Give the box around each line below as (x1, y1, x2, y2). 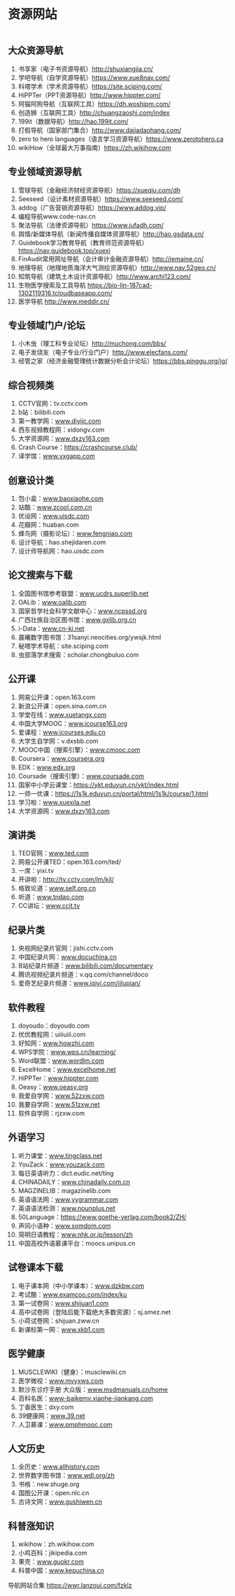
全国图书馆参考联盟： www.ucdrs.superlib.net (17, 589, 149, 598)
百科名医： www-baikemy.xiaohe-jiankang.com (17, 1394, 153, 1402)
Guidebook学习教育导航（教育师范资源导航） (17, 238, 148, 247)
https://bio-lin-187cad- (87, 281, 153, 289)
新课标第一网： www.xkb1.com (17, 1325, 105, 1333)
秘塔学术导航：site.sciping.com (17, 642, 109, 650)
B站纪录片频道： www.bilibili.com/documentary (17, 961, 153, 970)
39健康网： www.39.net (17, 1411, 86, 1419)
